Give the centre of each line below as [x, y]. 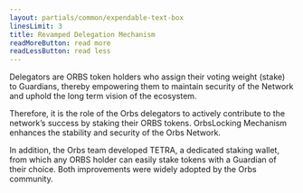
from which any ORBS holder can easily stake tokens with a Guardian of [143, 160]
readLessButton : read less [60, 51]
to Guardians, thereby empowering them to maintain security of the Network [151, 87]
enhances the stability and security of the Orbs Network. [115, 133]
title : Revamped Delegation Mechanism [82, 34]
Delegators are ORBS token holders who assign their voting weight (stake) [147, 77]
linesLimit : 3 [36, 26]
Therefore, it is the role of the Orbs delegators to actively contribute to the [147, 114]
